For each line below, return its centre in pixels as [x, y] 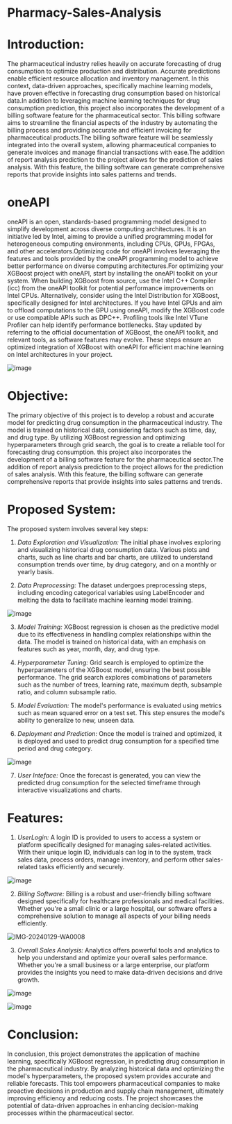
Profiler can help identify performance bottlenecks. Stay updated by [105, 325]
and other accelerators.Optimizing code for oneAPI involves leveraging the [114, 251]
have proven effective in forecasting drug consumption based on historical [114, 93]
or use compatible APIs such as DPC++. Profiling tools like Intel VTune [108, 318]
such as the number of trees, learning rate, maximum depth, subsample [119, 685]
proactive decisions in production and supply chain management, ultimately [116, 1091]
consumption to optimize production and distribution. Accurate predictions [114, 72]
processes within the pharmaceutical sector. [71, 1113]
